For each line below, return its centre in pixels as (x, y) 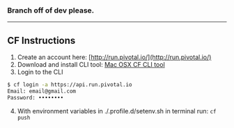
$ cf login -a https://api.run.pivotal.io (70, 85)
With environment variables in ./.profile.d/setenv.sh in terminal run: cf (117, 111)
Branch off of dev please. (51, 10)
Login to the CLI (40, 72)
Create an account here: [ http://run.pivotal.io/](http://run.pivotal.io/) (114, 57)
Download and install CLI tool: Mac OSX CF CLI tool (91, 65)
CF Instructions (41, 40)
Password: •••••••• (36, 97)
